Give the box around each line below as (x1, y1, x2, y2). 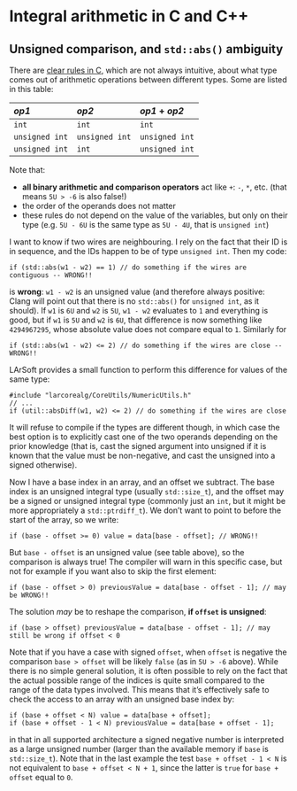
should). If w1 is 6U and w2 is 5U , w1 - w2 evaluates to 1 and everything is (9, 306, 269, 315)
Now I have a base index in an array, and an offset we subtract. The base (9, 477, 276, 487)
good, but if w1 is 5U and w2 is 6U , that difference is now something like (9, 314, 263, 325)
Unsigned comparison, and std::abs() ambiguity (9, 42, 284, 57)
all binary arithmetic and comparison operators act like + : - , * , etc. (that (21, 182, 287, 192)
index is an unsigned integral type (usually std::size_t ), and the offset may (9, 486, 285, 497)
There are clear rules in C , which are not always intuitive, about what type (9, 65, 278, 75)
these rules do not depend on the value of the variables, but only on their (21, 210, 288, 221)
